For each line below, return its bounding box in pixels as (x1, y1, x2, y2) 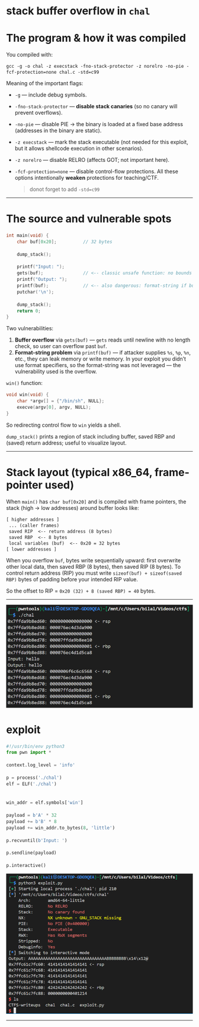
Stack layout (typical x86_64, (6, 466, 153, 479)
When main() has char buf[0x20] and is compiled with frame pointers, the (6, 498, 187, 505)
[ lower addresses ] (6, 546, 57, 552)
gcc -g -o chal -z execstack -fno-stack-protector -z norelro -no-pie (6, 64, 184, 70)
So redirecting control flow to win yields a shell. (6, 421, 121, 428)
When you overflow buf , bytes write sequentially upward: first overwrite (6, 556, 181, 563)
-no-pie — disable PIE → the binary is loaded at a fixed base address (14, 121, 184, 128)
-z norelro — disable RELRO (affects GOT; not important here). (14, 156, 170, 164)
